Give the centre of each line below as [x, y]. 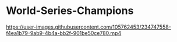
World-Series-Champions [70, 11]
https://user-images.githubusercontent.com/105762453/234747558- [89, 27]
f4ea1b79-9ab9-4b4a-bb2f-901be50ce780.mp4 [64, 33]
